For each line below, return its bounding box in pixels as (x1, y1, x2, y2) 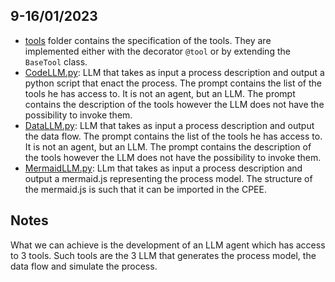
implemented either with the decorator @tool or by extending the (24, 45, 291, 57)
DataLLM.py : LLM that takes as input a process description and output (24, 119, 315, 131)
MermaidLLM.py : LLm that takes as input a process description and (24, 162, 303, 174)
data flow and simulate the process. (10, 260, 158, 272)
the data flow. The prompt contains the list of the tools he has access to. (24, 130, 323, 142)
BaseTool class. (24, 55, 88, 68)
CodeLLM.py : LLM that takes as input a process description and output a (24, 66, 325, 78)
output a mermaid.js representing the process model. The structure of (24, 172, 313, 184)
